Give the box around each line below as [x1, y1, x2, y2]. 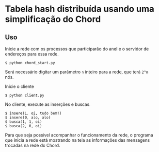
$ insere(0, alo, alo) [5, 115, 51, 120]
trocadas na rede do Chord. [5, 142, 61, 148]
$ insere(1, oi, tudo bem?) [5, 111, 62, 116]
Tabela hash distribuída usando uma [5, 3, 155, 15]
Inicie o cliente [5, 84, 34, 89]
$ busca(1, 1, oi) [5, 119, 42, 124]
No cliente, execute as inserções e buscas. [5, 101, 91, 107]
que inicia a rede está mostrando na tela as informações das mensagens [5, 137, 150, 143]
